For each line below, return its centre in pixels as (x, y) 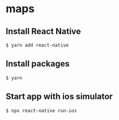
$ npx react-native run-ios (41, 111)
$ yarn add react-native (37, 45)
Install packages (38, 64)
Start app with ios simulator (60, 97)
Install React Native (43, 31)
